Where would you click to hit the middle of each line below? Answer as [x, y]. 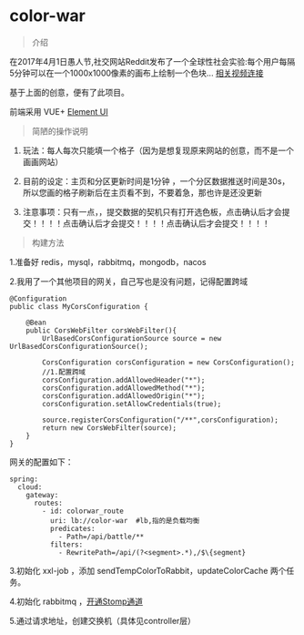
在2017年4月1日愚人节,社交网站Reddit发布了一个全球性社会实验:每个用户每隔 [152, 61]
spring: [24, 479]
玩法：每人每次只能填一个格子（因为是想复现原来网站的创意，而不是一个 [158, 150]
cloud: [30, 487]
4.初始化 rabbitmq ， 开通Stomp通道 [76, 601]
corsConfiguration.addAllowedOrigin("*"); [124, 396]
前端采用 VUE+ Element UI [59, 111]
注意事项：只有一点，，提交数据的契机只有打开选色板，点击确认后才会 [152, 211]
